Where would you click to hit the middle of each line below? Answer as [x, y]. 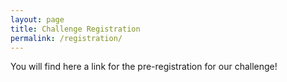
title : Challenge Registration [75, 29]
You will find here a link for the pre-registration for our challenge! [144, 67]
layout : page [37, 19]
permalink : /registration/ [66, 38]
